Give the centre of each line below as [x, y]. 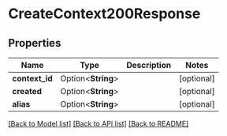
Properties [35, 43]
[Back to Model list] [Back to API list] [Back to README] [99, 124]
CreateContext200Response [104, 14]
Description [149, 65]
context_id [32, 78]
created [27, 91]
